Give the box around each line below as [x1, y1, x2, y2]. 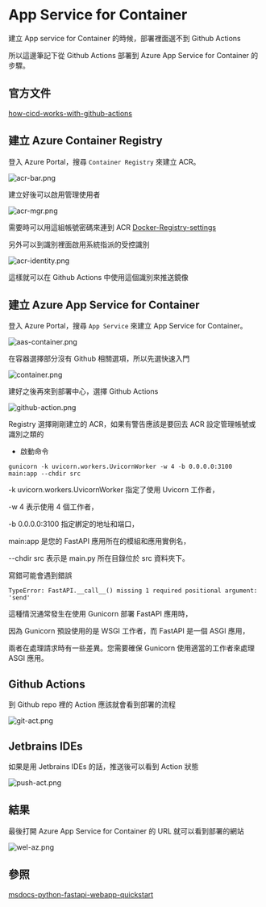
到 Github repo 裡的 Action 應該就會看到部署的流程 [8, 700, 176, 709]
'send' [8, 594, 31, 602]
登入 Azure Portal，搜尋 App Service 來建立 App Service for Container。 [8, 321, 247, 331]
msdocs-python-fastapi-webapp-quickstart [8, 889, 154, 899]
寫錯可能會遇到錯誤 [8, 571, 73, 580]
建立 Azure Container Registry [8, 134, 163, 148]
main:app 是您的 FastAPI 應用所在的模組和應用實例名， [8, 537, 191, 546]
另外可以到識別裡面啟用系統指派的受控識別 [8, 240, 150, 249]
